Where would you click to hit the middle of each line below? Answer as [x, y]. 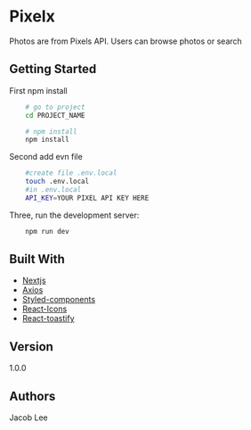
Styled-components [59, 300]
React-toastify [48, 318]
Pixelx [32, 17]
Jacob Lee [28, 418]
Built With [37, 259]
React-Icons [45, 309]
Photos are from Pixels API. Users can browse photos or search [125, 41]
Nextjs [34, 281]
